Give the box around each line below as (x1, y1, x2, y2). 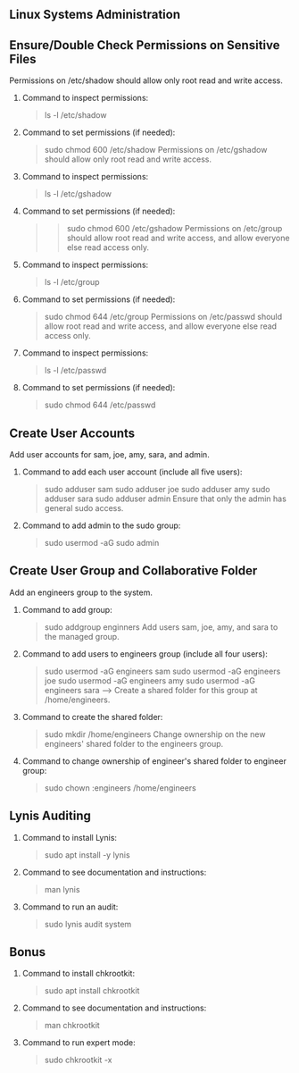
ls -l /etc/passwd (44, 365, 107, 376)
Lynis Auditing (9, 809, 91, 824)
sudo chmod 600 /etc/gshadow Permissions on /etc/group (66, 223, 283, 234)
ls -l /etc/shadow (44, 110, 107, 121)
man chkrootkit (44, 1020, 100, 1031)
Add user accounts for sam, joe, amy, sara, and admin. (9, 449, 210, 460)
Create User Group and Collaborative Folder (9, 563, 258, 579)
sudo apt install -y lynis (44, 849, 131, 860)
